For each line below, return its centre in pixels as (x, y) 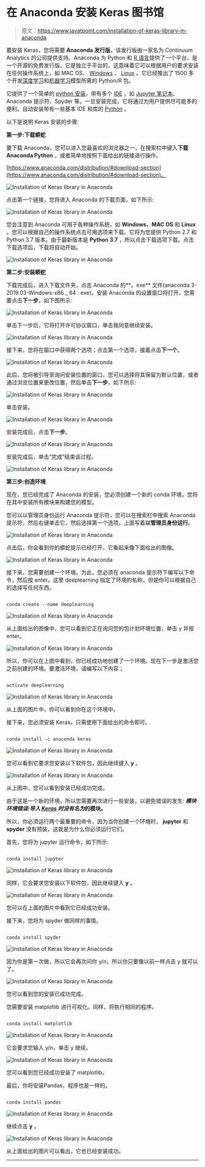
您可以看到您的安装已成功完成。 (46, 994)
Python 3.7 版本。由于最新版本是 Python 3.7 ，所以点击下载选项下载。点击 (100, 239)
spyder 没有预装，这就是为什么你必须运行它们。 (67, 829)
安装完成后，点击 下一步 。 (38, 432)
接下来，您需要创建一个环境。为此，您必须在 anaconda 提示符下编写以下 (98, 572)
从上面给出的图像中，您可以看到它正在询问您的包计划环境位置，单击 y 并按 (100, 628)
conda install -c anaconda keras (49, 739)
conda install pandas (34, 1102)
